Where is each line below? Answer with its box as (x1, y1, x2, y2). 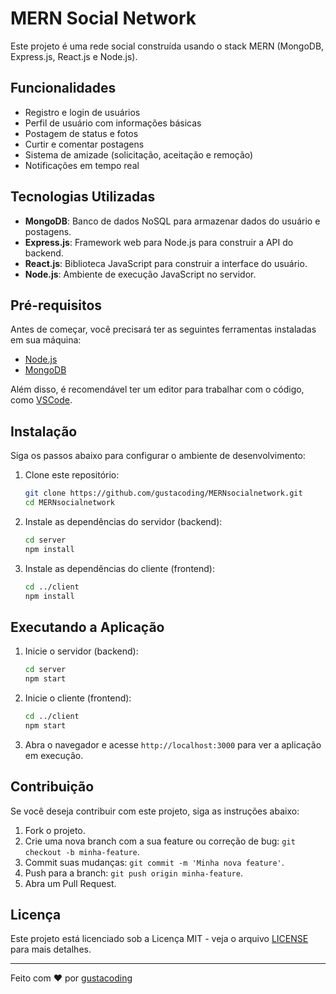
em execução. (24, 749, 84, 761)
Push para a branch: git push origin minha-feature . (24, 867, 243, 879)
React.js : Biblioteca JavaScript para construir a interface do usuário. (24, 257, 308, 269)
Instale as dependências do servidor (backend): (24, 515, 223, 527)
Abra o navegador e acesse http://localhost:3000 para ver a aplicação (24, 738, 322, 751)
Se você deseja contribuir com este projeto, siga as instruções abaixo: (10, 805, 300, 817)
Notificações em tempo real (24, 159, 140, 171)
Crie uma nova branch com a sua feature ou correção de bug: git (24, 835, 296, 847)
